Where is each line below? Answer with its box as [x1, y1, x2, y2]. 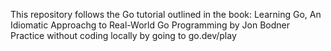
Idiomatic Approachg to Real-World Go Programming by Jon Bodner [10, 19, 291, 31]
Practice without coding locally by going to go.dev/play [10, 30, 237, 41]
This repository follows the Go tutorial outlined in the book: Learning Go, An [10, 9, 322, 20]
